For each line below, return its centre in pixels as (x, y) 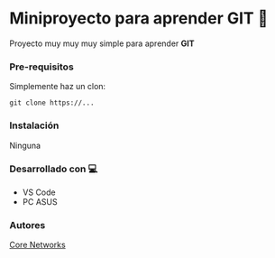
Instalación (34, 125)
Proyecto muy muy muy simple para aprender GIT (102, 43)
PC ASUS (40, 201)
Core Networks (37, 245)
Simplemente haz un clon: (58, 87)
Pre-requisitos (41, 67)
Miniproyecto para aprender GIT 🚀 (139, 18)
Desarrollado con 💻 (54, 169)
